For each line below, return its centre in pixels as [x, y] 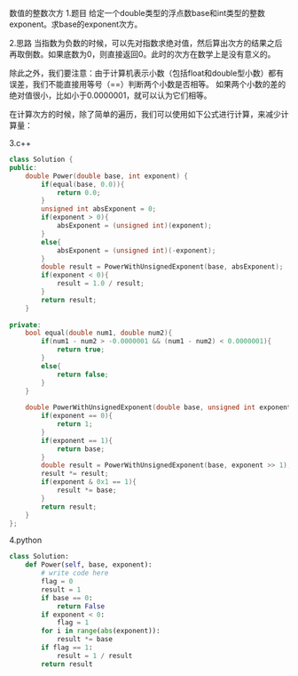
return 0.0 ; [78, 193]
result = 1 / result [94, 656]
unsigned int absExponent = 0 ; [99, 209]
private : [25, 325]
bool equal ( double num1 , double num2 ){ [99, 333]
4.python [26, 540]
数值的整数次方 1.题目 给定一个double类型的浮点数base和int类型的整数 [137, 13]
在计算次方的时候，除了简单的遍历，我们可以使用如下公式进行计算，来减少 [145, 114]
